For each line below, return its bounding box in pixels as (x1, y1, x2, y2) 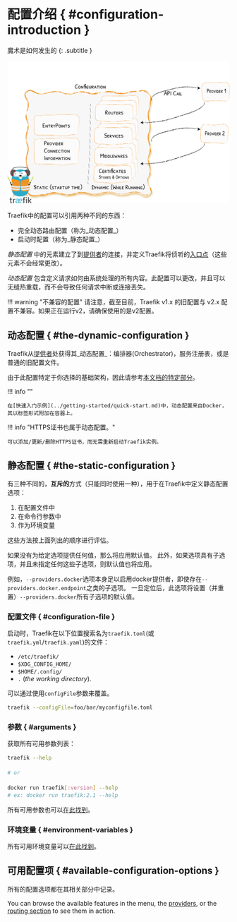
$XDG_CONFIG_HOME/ (17, 661, 72, 668)
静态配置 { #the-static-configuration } (7, 460, 176, 472)
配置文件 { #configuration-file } (7, 611, 115, 621)
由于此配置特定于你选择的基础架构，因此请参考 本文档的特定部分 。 (7, 373, 199, 382)
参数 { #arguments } (7, 722, 77, 732)
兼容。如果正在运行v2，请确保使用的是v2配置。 (19, 306, 158, 315)
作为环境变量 (17, 520, 55, 529)
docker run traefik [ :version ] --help (7, 784, 119, 791)
